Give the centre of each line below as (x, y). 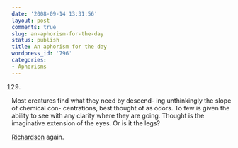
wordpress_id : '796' (42, 54)
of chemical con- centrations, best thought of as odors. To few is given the (121, 108)
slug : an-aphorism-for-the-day (58, 34)
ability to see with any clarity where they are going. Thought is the (108, 115)
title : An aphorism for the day (59, 47)
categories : (29, 60)
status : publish (35, 40)
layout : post (31, 21)
